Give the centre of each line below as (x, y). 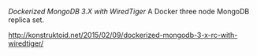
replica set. (26, 20)
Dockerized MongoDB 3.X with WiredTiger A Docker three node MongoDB (129, 11)
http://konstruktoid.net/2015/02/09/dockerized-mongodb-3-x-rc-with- (123, 35)
